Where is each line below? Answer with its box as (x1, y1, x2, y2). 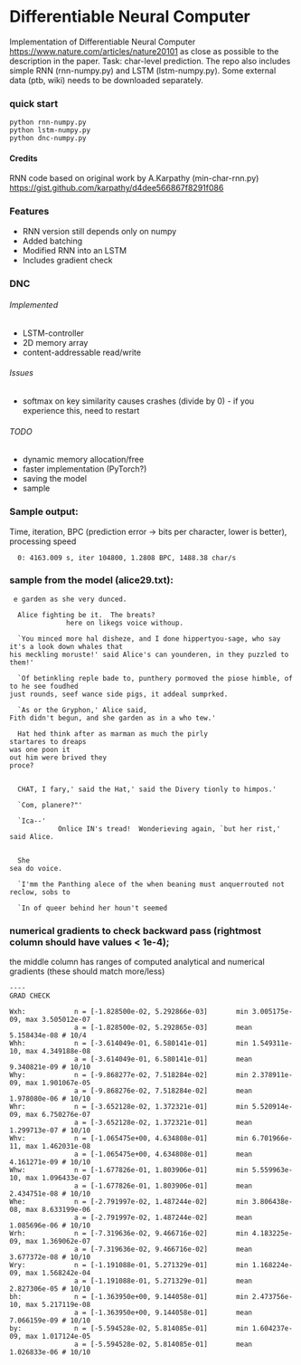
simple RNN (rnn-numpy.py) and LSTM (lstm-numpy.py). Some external (9, 65, 277, 76)
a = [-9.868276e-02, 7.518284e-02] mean (73, 1086, 253, 1096)
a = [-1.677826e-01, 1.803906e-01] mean (73, 1181, 253, 1191)
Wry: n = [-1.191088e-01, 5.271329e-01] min (9, 1261, 249, 1270)
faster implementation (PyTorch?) (22, 463, 147, 474)
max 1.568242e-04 (25, 1269, 91, 1278)
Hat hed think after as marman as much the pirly (17, 729, 208, 739)
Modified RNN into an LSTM (22, 244, 127, 255)
